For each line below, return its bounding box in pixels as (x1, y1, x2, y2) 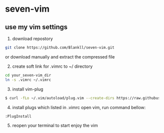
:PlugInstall (5, 114, 32, 119)
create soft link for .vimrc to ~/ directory (12, 63, 93, 69)
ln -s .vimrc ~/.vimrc (5, 77, 51, 82)
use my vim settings (5, 23, 68, 31)
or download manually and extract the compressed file (5, 54, 115, 59)
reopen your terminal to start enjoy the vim (12, 123, 98, 129)
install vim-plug (12, 86, 43, 92)
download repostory (12, 36, 53, 41)
